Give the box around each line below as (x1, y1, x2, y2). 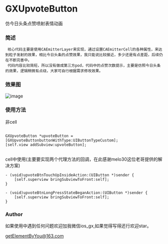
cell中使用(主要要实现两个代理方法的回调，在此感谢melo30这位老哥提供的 (5, 156, 158, 162)
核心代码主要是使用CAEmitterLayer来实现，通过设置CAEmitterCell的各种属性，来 (7, 47, 159, 52)
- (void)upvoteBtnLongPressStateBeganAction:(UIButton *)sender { (5, 190, 148, 195)
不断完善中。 (9, 58, 32, 63)
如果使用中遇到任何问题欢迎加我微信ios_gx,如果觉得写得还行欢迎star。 (5, 223, 151, 229)
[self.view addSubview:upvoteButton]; (5, 142, 87, 147)
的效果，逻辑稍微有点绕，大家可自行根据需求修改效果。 (5, 69, 103, 74)
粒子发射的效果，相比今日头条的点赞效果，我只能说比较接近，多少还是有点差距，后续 (9, 53, 159, 58)
